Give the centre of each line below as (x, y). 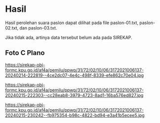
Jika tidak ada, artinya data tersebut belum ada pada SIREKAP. (69, 37)
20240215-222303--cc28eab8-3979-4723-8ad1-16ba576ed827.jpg (74, 95)
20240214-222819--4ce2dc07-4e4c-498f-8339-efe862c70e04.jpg (75, 75)
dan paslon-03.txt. (38, 28)
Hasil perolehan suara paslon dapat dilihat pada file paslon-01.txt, (72, 23)
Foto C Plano (25, 53)
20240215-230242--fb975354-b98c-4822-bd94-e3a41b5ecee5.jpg (75, 115)
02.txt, (12, 28)
